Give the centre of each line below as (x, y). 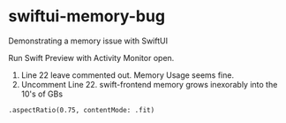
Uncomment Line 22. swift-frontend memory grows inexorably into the (149, 84)
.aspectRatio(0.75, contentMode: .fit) (82, 110)
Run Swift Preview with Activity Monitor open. (91, 58)
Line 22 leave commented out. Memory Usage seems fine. (128, 75)
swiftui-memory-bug (87, 16)
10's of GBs (42, 94)
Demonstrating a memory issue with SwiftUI (88, 41)
